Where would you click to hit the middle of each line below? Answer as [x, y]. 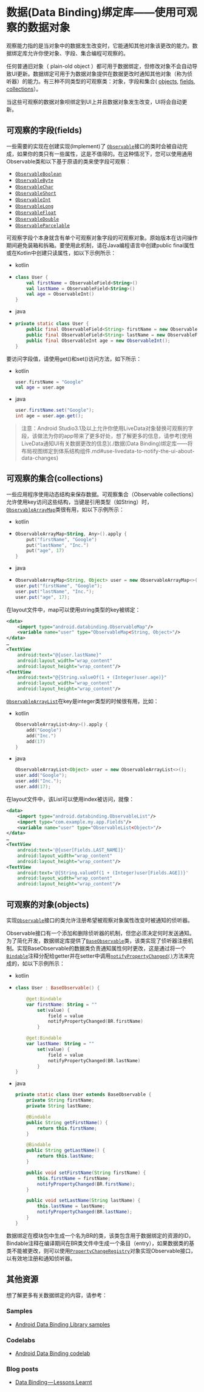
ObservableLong [34, 206]
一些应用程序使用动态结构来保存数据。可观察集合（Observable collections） [102, 494]
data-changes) [40, 458]
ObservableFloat [36, 213]
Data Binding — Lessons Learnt [53, 1382]
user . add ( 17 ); [33, 787]
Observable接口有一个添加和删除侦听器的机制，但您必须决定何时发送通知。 [101, 933]
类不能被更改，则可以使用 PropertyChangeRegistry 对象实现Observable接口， [101, 1250]
